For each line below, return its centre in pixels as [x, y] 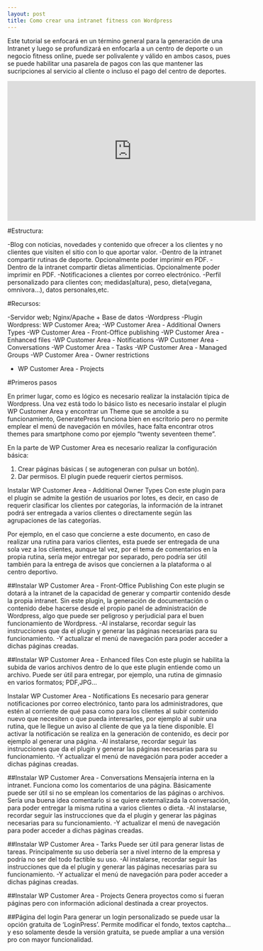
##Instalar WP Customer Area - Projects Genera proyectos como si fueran [116, 896]
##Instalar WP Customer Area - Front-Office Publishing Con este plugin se [116, 586]
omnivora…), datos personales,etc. [58, 290]
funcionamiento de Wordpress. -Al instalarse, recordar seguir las [102, 623]
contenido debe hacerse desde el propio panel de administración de [107, 608]
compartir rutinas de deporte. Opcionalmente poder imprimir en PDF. [108, 259]
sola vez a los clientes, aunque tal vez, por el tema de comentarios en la [112, 549]
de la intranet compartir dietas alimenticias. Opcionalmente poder [124, 267]
